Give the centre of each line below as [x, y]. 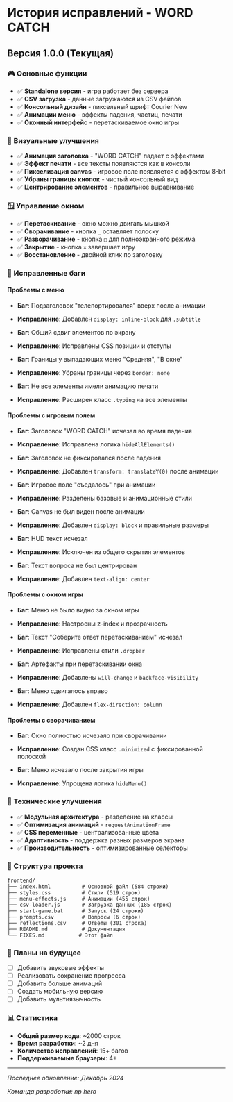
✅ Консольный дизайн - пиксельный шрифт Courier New [102, 106]
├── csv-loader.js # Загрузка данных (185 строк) [89, 905]
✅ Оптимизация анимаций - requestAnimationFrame [94, 824]
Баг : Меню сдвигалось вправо [63, 691]
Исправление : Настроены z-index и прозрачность [92, 624]
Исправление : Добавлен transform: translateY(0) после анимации [118, 471]
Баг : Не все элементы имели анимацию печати [88, 386]
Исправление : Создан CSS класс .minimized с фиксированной [110, 749]
